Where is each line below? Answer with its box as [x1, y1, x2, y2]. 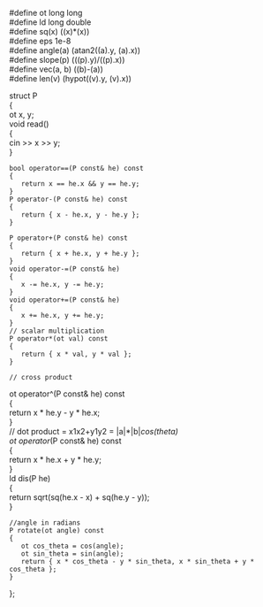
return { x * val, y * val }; [20, 350, 132, 358]
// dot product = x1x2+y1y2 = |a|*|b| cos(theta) [9, 426, 179, 436]
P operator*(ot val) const [9, 334, 109, 343]
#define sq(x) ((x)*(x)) [9, 27, 90, 36]
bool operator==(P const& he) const [9, 164, 144, 173]
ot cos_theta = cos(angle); [20, 542, 124, 550]
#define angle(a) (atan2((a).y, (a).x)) [9, 45, 141, 56]
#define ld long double [9, 17, 92, 27]
